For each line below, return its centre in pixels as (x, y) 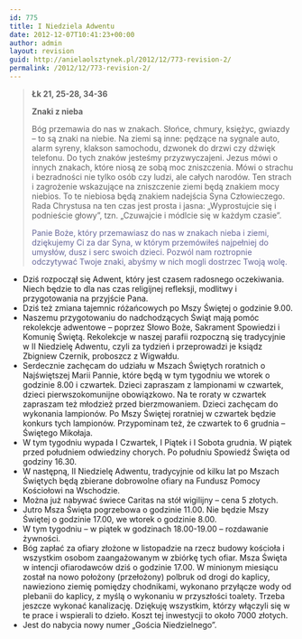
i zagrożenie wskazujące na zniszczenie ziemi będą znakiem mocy (155, 186)
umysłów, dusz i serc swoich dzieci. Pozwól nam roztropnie (142, 252)
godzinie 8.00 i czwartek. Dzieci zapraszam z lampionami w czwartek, (153, 384)
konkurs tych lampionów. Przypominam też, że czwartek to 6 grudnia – (154, 423)
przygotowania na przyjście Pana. (85, 298)
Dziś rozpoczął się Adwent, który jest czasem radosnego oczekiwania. (153, 279)
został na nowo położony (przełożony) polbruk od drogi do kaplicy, (146, 577)
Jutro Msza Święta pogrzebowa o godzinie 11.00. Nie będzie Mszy (145, 509)
